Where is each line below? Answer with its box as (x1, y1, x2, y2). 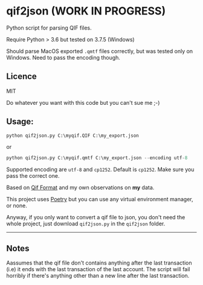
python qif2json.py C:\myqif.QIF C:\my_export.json (6, 133, 139, 139)
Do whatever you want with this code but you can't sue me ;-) (6, 99, 160, 106)
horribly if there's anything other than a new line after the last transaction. (6, 272, 190, 280)
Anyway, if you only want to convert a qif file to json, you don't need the (6, 214, 185, 221)
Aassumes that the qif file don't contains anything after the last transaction (6, 259, 192, 266)
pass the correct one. (6, 172, 60, 180)
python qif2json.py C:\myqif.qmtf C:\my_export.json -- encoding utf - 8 (6, 155, 188, 161)
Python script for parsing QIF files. (6, 24, 92, 31)
